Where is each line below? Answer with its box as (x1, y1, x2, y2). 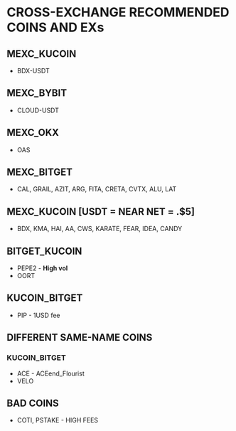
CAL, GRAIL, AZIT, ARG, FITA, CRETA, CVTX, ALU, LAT (16, 185, 177, 193)
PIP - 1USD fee (16, 311, 60, 319)
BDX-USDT (16, 67, 50, 75)
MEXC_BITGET (6, 166, 73, 179)
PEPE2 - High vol (16, 264, 68, 272)
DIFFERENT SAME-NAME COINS (6, 331, 153, 344)
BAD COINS (6, 397, 60, 409)
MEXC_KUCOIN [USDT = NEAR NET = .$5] (6, 206, 195, 218)
